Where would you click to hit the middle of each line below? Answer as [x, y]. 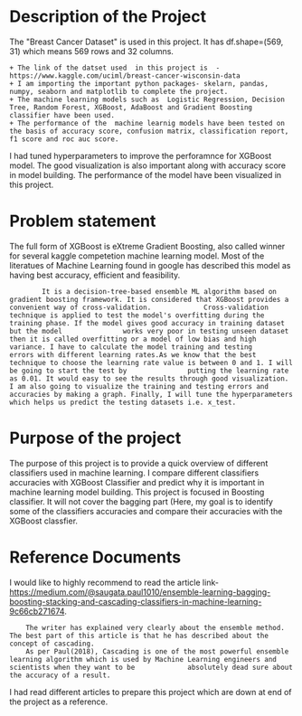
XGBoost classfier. [44, 521]
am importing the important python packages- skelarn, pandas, [147, 83]
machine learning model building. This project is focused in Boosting [137, 492]
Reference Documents [95, 557]
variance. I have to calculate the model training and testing [131, 347]
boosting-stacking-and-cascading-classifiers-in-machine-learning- [136, 601]
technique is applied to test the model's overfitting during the [137, 315]
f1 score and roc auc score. [64, 139]
